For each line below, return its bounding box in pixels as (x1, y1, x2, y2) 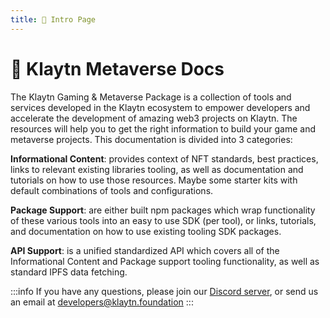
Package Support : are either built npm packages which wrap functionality (10, 204, 316, 216)
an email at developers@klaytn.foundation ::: (10, 296, 194, 308)
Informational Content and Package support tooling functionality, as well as (10, 255, 320, 267)
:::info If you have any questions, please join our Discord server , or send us (10, 285, 319, 297)
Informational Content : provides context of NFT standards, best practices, (10, 152, 319, 165)
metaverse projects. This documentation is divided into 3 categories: (10, 133, 293, 145)
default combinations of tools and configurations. (10, 184, 214, 196)
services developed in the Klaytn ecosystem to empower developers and (10, 101, 311, 113)
